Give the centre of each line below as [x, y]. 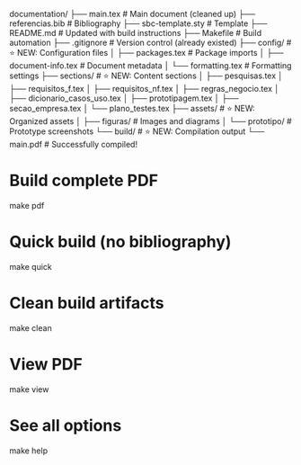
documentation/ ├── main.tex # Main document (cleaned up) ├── [133, 14]
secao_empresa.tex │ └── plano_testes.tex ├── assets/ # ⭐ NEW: [132, 108]
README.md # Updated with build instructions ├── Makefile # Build [136, 33]
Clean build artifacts [87, 304]
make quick [31, 266]
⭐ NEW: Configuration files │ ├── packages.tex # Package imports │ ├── [146, 53]
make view [29, 389]
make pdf [27, 205]
